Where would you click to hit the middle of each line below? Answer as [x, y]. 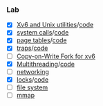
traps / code [32, 48]
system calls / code [43, 33]
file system [32, 87]
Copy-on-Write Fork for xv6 [56, 56]
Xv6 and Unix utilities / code [55, 25]
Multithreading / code [46, 64]
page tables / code [41, 40]
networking [33, 71]
